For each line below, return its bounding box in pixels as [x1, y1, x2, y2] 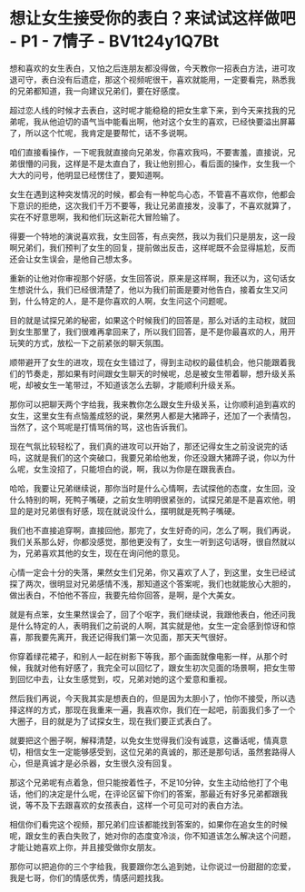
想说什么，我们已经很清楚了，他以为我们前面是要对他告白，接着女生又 [16, 283, 280, 295]
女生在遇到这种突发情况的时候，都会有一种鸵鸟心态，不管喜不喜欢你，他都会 [9, 188, 296, 200]
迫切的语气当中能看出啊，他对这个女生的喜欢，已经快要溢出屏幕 [56, 115, 296, 127]
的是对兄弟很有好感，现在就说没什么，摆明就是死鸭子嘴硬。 [16, 505, 241, 516]
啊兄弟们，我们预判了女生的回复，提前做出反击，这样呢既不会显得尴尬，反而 [9, 242, 296, 253]
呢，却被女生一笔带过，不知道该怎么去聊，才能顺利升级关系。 [9, 379, 241, 391]
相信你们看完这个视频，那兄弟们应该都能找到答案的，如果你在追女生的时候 [9, 818, 288, 829]
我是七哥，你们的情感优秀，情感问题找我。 [9, 872, 169, 883]
